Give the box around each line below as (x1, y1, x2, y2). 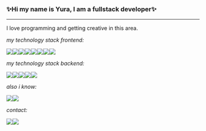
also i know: (6, 83, 37, 91)
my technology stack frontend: (6, 36, 84, 44)
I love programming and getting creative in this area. (6, 24, 139, 32)
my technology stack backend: (6, 60, 85, 67)
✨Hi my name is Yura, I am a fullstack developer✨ (6, 5, 157, 13)
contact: (6, 107, 28, 114)
